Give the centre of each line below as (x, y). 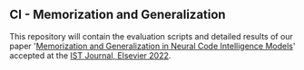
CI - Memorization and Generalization (118, 15)
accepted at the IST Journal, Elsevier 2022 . (90, 55)
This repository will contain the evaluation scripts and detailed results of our (151, 36)
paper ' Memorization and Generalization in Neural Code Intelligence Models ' (152, 46)
